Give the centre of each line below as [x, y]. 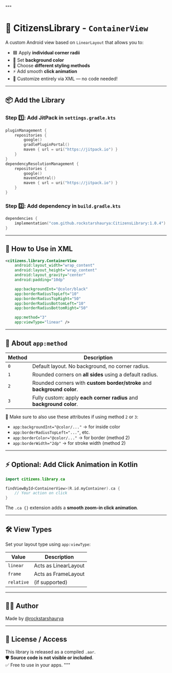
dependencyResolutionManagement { [42, 164]
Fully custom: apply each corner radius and [85, 398]
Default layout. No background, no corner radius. [91, 366]
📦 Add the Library [35, 100]
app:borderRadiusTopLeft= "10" [47, 294]
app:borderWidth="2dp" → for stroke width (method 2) [69, 443]
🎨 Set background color [38, 60]
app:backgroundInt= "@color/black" [51, 289]
